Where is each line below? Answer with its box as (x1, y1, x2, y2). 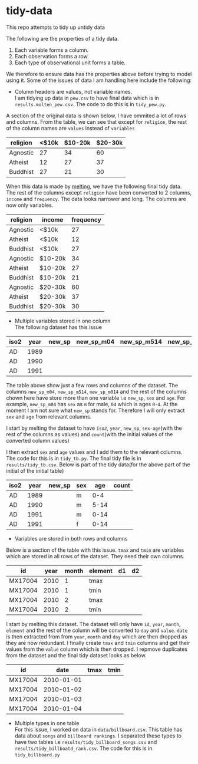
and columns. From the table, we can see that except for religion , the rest (6, 118, 187, 125)
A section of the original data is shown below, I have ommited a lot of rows (6, 112, 187, 119)
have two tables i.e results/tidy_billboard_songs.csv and (14, 738, 157, 745)
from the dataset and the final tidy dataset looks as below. (6, 651, 147, 658)
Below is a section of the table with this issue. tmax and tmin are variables (6, 546, 184, 554)
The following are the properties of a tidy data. (6, 35, 119, 42)
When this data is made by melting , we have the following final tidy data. (6, 183, 182, 190)
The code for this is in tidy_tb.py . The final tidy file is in (6, 455, 141, 462)
